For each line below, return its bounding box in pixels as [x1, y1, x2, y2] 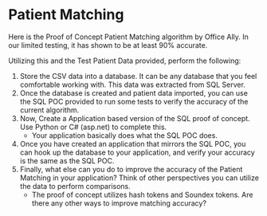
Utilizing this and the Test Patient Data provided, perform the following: [8, 56, 241, 65]
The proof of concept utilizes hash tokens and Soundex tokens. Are [31, 190, 253, 199]
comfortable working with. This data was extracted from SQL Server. [19, 80, 245, 89]
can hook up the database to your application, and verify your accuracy [19, 147, 255, 157]
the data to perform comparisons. [19, 181, 131, 190]
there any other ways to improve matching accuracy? [31, 198, 207, 208]
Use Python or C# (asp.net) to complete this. [19, 122, 167, 132]
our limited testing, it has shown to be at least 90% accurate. [8, 40, 208, 49]
